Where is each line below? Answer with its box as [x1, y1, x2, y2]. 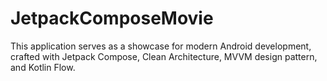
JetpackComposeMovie [10, 7, 214, 30]
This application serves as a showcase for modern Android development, [10, 40, 312, 52]
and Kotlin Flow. [10, 61, 76, 73]
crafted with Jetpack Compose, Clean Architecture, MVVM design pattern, [10, 50, 318, 62]
